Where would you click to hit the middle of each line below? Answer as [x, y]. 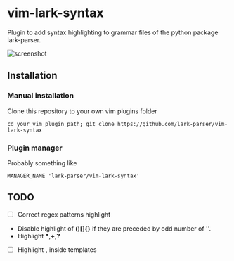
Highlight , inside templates [57, 249]
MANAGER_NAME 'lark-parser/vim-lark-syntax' [73, 176]
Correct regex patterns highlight [64, 214]
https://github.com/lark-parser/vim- [173, 124]
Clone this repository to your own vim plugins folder [82, 111]
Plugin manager [35, 148]
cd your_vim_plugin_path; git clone [61, 124]
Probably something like [42, 163]
